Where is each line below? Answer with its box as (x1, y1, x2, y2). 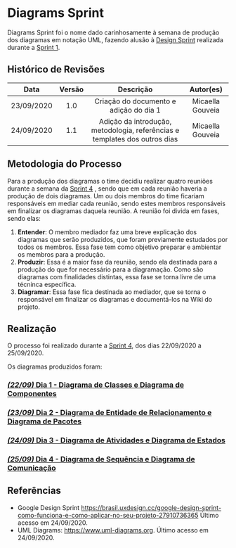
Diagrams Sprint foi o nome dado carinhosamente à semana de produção (7, 28, 220, 37)
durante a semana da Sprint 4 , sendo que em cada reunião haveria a (7, 184, 207, 193)
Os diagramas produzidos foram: (7, 362, 103, 371)
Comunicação (7, 463, 56, 473)
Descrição (117, 84, 153, 94)
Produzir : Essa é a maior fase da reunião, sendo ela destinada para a (17, 257, 218, 266)
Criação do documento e (94, 96, 177, 106)
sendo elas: (7, 214, 41, 222)
